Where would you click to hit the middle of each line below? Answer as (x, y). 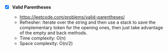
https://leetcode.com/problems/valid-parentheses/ (72, 17)
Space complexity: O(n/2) (46, 44)
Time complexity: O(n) (43, 38)
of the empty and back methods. (53, 33)
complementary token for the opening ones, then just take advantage (91, 28)
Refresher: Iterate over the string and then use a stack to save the (88, 22)
